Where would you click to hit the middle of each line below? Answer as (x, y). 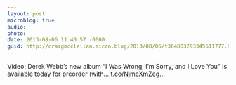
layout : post (26, 14)
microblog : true (31, 20)
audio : (17, 27)
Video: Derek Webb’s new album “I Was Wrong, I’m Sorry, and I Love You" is (117, 66)
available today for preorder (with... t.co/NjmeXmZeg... (86, 74)
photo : (17, 33)
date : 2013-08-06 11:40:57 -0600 (56, 40)
